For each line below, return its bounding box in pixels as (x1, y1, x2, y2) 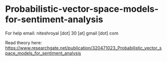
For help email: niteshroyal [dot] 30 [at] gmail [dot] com (5, 30, 118, 36)
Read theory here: (5, 39, 42, 45)
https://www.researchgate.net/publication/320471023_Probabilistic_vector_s (5, 45, 162, 51)
